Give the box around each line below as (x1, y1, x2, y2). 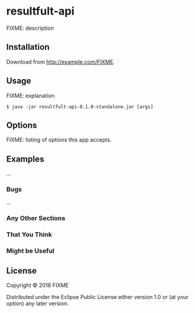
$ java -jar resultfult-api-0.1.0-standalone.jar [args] (6, 103, 154, 110)
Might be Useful (6, 247, 55, 255)
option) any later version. (6, 300, 69, 308)
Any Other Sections (6, 214, 66, 222)
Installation (6, 42, 50, 52)
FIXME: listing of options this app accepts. (6, 136, 112, 143)
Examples (6, 154, 44, 164)
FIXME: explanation (6, 92, 55, 99)
